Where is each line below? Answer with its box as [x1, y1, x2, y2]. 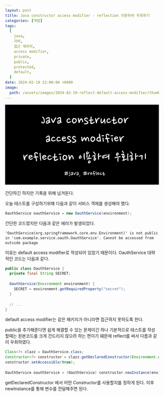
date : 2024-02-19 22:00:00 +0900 [5, 80, 73, 85]
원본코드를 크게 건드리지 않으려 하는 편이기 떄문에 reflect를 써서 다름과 [18, 333, 152, 339]
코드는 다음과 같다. [14, 255, 50, 261]
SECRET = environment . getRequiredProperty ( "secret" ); [14, 287, 125, 292]
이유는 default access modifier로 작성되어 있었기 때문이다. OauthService [5, 250, 146, 255]
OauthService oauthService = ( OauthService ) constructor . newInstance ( [5, 370, 152, 375]
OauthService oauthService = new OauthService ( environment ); [5, 210, 132, 216]
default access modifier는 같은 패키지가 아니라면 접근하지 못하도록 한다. [5, 316, 144, 322]
